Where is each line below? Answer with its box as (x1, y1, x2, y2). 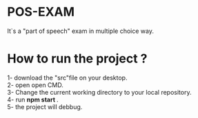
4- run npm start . (7, 95, 59, 104)
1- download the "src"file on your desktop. (7, 73, 128, 82)
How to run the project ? (7, 51, 148, 67)
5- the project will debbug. (7, 102, 83, 110)
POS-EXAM (7, 4, 75, 20)
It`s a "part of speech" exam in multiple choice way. (7, 27, 154, 35)
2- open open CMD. (7, 80, 63, 89)
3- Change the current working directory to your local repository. (7, 88, 192, 96)
